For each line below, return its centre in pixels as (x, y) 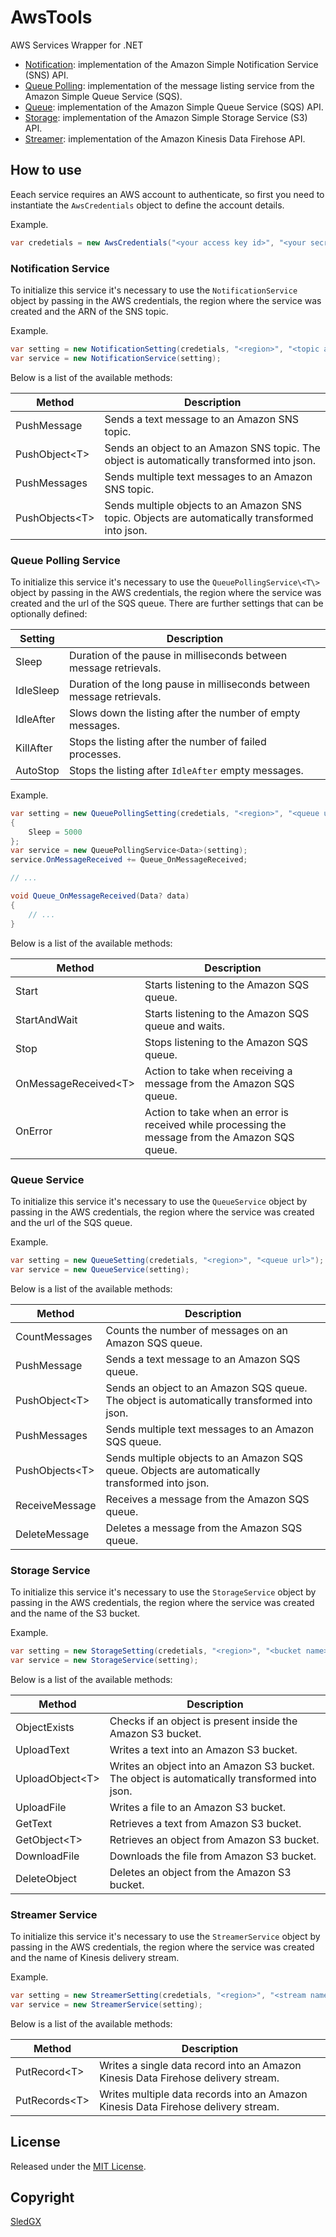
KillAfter (34, 748)
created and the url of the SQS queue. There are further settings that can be (167, 603)
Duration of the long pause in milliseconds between (189, 684)
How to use (46, 170)
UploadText (42, 1749)
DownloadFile (47, 1856)
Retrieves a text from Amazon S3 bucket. (205, 1823)
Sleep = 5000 (55, 832)
